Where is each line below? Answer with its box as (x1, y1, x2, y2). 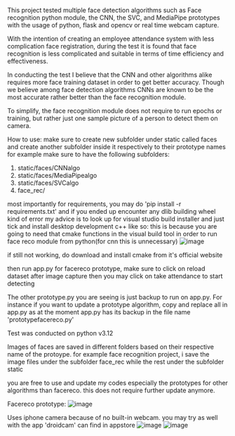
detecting (7, 279, 35, 288)
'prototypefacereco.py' (7, 316, 74, 323)
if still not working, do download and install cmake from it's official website (7, 251, 223, 259)
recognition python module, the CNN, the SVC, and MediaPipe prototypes (7, 13, 220, 22)
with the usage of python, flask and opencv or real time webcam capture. (7, 21, 220, 29)
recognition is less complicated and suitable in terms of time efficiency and (7, 49, 224, 58)
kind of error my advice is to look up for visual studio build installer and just (7, 214, 224, 223)
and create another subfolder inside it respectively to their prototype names (7, 143, 226, 150)
